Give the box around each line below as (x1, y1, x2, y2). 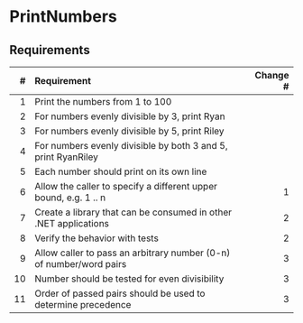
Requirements (9, 42, 90, 58)
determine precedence (34, 299, 132, 310)
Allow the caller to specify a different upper (34, 180, 218, 192)
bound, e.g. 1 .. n (34, 191, 106, 204)
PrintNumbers (9, 6, 117, 27)
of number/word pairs (34, 258, 127, 270)
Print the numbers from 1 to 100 (34, 96, 172, 107)
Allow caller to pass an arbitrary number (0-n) (34, 246, 231, 259)
